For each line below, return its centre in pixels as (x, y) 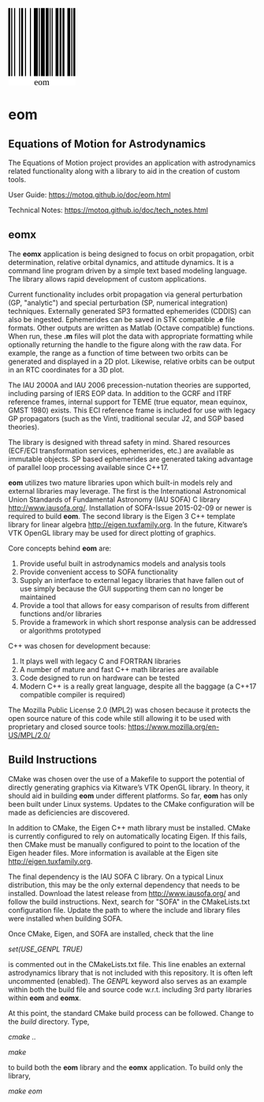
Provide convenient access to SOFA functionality (99, 572)
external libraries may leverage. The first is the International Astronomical (127, 491)
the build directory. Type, (49, 1022)
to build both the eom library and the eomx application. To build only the (126, 1067)
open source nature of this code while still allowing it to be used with (119, 718)
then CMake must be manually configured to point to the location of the (124, 844)
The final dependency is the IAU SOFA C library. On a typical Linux (116, 876)
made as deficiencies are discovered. (69, 812)
